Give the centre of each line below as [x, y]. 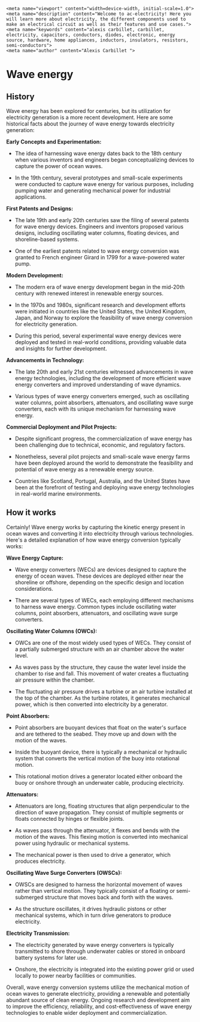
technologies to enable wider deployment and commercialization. [87, 1012]
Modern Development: [35, 275]
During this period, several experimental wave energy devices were [98, 336]
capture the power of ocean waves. [59, 166]
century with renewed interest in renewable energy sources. [89, 293]
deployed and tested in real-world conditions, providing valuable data [101, 342]
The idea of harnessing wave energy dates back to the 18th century [98, 153]
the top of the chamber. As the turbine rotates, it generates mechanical [102, 698]
